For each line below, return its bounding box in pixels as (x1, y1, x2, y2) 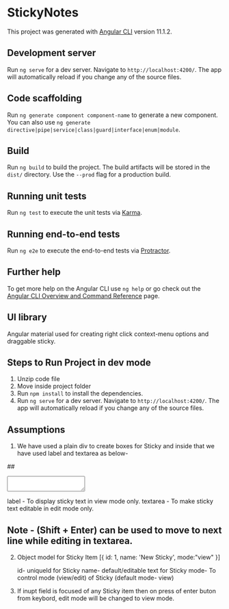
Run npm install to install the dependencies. (16, 389, 144, 398)
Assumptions (7, 424, 66, 435)
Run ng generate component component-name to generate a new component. (7, 111, 219, 119)
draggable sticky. (7, 337, 56, 345)
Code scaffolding (7, 92, 82, 104)
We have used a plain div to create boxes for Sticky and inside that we (16, 442, 215, 450)
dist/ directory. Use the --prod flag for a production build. (7, 170, 171, 179)
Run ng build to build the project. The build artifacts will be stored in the (7, 163, 211, 172)
